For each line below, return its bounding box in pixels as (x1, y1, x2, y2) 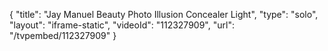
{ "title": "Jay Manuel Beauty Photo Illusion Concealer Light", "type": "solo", (9, 9, 319, 20)
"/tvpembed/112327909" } (9, 30, 117, 41)
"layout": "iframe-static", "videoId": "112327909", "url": (9, 19, 235, 31)
